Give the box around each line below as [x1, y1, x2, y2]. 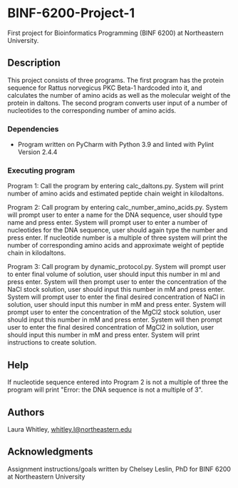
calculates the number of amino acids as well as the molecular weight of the [7, 91, 231, 99]
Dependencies [7, 123, 59, 133]
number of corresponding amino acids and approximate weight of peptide [7, 241, 224, 250]
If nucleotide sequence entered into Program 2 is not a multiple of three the [7, 378, 229, 387]
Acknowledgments [7, 446, 94, 458]
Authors [7, 406, 45, 418]
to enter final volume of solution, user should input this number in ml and [7, 270, 221, 279]
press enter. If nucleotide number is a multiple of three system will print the [7, 233, 228, 242]
